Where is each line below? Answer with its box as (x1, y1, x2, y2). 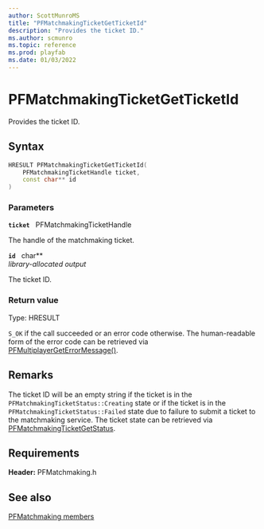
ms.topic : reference (8, 41, 77, 49)
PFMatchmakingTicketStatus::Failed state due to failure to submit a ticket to (8, 406, 256, 416)
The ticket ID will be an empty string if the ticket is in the (8, 390, 192, 399)
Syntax (8, 140, 45, 154)
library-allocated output (8, 260, 87, 269)
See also (8, 491, 52, 504)
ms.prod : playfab (8, 49, 66, 57)
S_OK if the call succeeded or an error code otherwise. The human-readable (8, 328, 256, 338)
